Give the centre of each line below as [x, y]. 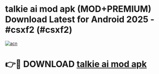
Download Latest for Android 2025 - [80, 19]
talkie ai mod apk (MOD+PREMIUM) [78, 9]
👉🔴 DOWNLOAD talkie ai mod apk [76, 64]
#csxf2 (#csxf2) [39, 30]
